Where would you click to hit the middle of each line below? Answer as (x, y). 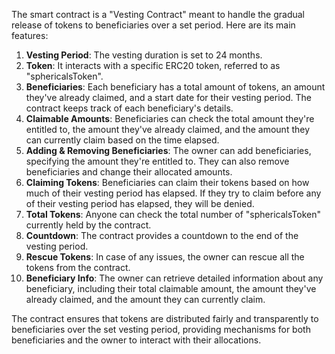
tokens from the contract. (78, 267)
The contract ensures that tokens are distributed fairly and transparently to (165, 318)
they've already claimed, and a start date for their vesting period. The (168, 97)
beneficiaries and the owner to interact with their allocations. (136, 340)
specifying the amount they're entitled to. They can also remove (157, 161)
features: (30, 35)
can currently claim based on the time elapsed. (122, 140)
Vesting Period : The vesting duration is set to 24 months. (144, 55)
